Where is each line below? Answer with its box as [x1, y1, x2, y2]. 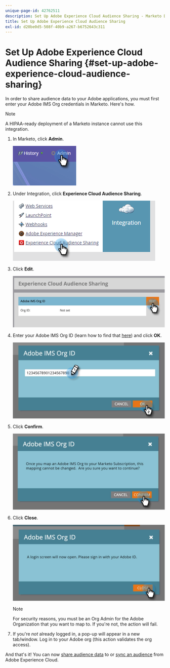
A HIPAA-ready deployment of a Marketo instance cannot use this [5, 121, 143, 127]
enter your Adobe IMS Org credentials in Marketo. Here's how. [5, 101, 135, 107]
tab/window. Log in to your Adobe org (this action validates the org [12, 636, 152, 642]
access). [12, 641, 31, 648]
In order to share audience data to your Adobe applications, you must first [5, 96, 159, 102]
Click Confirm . [12, 423, 44, 429]
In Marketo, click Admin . [12, 136, 64, 142]
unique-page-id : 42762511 [5, 8, 60, 13]
